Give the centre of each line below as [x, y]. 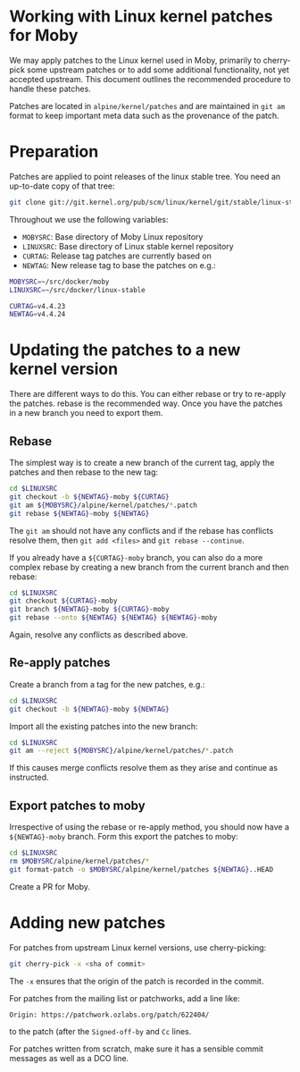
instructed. [29, 777]
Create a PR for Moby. [50, 886]
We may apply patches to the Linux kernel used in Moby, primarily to [135, 60]
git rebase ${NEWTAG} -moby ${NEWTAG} [79, 513]
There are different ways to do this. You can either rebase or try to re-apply [148, 394]
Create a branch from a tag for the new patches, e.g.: [107, 684]
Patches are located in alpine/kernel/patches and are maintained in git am [147, 106]
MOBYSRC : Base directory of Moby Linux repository [112, 236]
